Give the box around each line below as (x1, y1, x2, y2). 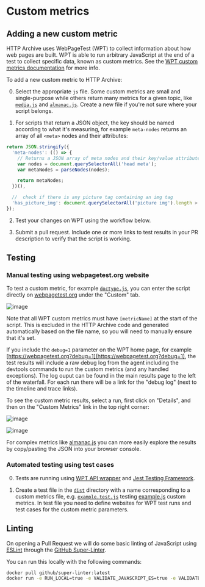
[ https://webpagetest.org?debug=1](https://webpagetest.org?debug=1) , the (6, 353, 196, 360)
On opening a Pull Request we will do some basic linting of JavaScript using (6, 539, 197, 547)
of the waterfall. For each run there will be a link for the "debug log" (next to (6, 378, 197, 386)
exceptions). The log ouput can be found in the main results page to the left (6, 372, 196, 380)
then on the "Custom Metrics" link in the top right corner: (6, 403, 149, 411)
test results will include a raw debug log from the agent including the (6, 359, 179, 367)
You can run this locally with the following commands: (6, 558, 142, 565)
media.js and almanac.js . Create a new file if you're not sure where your (15, 101, 197, 108)
